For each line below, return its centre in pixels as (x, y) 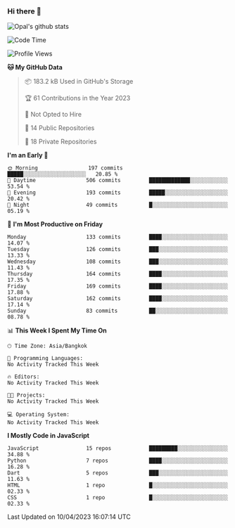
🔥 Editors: (24, 377)
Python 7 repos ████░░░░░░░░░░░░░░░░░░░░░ (118, 461)
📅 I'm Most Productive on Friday (55, 224)
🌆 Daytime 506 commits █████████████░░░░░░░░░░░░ (118, 181)
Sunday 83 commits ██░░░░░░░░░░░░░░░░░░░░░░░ (118, 311)
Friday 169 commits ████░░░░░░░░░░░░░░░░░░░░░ (118, 286)
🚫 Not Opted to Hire (53, 115)
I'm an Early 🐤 (28, 155)
